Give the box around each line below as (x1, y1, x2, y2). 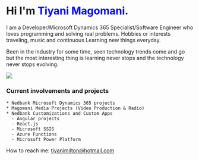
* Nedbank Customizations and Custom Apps (6, 111, 113, 117)
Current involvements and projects (6, 86, 109, 95)
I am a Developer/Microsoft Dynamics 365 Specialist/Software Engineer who (6, 24, 194, 31)
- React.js (11, 121, 39, 127)
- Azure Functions (11, 131, 58, 137)
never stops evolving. (6, 61, 59, 68)
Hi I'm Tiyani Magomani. (6, 4, 129, 18)
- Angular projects (11, 116, 60, 122)
